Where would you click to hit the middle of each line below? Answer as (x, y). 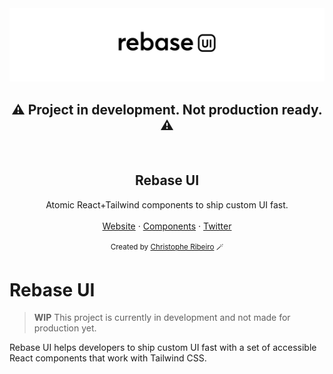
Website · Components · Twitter (167, 226)
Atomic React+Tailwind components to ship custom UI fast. (167, 204)
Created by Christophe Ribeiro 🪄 (167, 247)
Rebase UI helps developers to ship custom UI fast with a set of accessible (163, 348)
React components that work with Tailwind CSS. (108, 358)
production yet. (65, 328)
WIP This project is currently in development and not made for (162, 318)
